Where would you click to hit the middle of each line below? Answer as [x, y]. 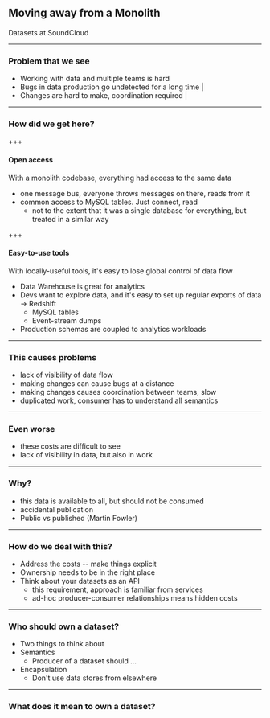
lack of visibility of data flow [67, 375]
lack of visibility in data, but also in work [86, 455]
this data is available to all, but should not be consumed [112, 501]
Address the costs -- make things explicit [88, 564]
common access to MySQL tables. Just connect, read [109, 202]
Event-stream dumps [67, 320]
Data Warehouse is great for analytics [82, 286]
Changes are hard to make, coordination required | [103, 96]
